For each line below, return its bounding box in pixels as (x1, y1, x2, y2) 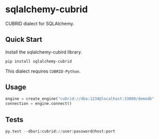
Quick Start (5, 35, 42, 44)
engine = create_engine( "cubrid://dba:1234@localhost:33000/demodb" (5, 96, 154, 102)
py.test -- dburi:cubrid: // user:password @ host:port (5, 129, 116, 134)
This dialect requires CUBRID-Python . (5, 68, 81, 74)
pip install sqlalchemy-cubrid (5, 59, 72, 64)
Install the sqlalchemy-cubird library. (5, 49, 82, 55)
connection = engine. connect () (5, 101, 72, 106)
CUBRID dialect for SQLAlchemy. (5, 20, 75, 27)
